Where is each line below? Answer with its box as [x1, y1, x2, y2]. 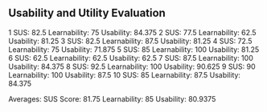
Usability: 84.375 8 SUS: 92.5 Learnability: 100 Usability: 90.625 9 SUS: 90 [8, 62, 256, 71]
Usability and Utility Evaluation [8, 6, 166, 20]
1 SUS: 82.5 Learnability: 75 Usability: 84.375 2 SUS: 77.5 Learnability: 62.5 [8, 27, 257, 37]
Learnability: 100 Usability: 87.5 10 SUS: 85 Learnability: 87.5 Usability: [8, 70, 241, 79]
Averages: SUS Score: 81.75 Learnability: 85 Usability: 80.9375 [8, 94, 216, 103]
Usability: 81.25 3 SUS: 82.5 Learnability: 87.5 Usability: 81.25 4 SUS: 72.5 [8, 36, 253, 46]
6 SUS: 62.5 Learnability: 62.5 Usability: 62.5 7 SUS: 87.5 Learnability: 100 [8, 53, 253, 62]
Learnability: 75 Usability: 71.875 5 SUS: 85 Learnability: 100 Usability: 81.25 [8, 44, 260, 54]
